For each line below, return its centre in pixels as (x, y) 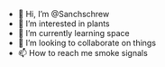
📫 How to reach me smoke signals (83, 53)
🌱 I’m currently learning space (73, 33)
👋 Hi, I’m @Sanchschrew (64, 14)
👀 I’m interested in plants (64, 24)
